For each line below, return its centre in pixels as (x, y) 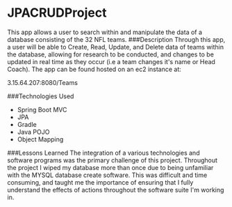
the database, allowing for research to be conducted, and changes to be (110, 54)
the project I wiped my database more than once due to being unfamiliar (110, 167)
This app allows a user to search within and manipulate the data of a (105, 32)
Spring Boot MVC (42, 109)
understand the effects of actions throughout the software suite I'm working (116, 190)
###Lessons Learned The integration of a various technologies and (103, 153)
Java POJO (33, 132)
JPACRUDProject (57, 13)
